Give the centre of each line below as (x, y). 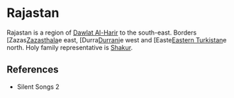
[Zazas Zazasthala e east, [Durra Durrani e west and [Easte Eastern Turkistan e (117, 39)
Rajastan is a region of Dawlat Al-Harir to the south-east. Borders (102, 32)
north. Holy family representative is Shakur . (70, 47)
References (33, 69)
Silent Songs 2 (38, 87)
